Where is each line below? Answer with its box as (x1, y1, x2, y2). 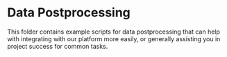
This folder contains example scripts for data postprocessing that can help (7, 27, 221, 36)
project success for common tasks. (7, 42, 108, 50)
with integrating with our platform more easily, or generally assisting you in (7, 34, 221, 43)
